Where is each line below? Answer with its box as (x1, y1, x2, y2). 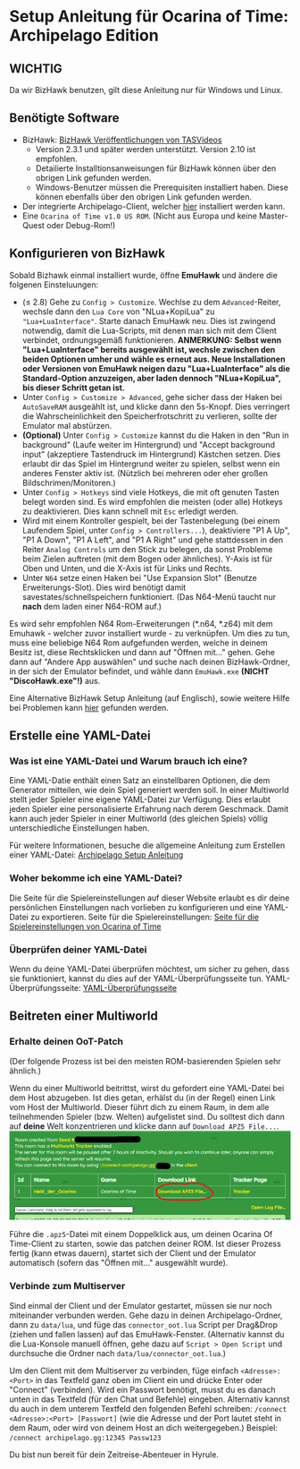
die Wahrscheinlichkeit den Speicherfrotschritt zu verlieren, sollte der (21, 410, 278, 422)
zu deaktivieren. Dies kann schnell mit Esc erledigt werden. (21, 506, 239, 517)
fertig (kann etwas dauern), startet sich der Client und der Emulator (9, 1248, 257, 1259)
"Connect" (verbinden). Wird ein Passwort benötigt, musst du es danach (9, 1384, 276, 1395)
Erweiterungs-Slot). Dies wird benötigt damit (21, 582, 187, 593)
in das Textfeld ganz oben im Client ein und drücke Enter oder (35, 1374, 263, 1385)
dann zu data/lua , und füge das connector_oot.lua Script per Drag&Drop (9, 1319, 279, 1330)
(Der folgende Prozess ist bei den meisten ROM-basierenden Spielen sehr (9, 1055, 281, 1066)
